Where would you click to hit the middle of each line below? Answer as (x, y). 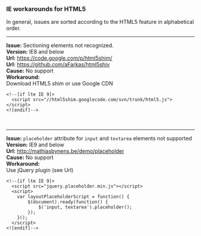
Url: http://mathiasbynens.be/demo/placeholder (65, 151)
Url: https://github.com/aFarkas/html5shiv (58, 65)
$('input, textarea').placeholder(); (85, 207)
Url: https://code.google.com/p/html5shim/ (59, 58)
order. (13, 28)
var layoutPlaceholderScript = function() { (73, 197)
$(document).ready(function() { (68, 202)
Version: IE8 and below (35, 52)
